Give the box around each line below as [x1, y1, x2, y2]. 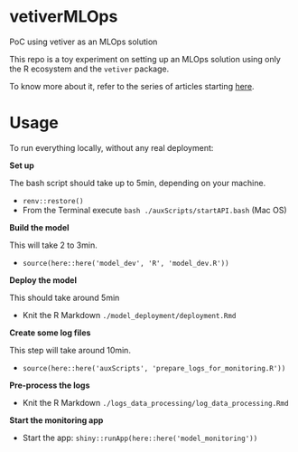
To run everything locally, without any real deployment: [9, 142, 214, 153]
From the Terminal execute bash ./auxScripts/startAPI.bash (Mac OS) [22, 204, 287, 215]
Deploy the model [9, 274, 77, 286]
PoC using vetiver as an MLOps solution [9, 36, 158, 47]
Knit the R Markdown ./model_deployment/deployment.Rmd [22, 309, 237, 320]
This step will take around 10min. [9, 344, 131, 355]
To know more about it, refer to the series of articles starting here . [9, 80, 255, 91]
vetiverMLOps [9, 6, 118, 27]
